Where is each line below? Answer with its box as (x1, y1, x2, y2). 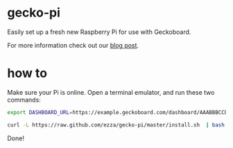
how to (7, 66, 47, 81)
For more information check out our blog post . (7, 41, 139, 49)
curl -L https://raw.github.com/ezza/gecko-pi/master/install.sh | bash (7, 121, 225, 129)
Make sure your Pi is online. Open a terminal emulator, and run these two (7, 88, 215, 96)
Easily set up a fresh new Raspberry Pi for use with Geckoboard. (7, 28, 191, 36)
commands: (7, 95, 42, 104)
